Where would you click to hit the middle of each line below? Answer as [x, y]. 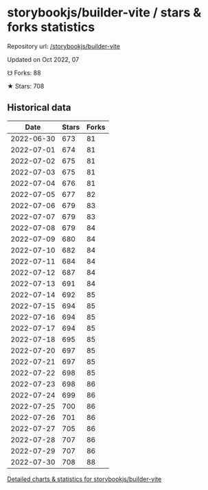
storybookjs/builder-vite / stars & [104, 13]
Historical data [39, 108]
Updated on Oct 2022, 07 [43, 59]
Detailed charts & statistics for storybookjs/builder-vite [84, 479]
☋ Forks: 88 [24, 73]
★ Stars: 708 [26, 86]
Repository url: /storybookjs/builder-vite [63, 46]
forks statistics [51, 27]
